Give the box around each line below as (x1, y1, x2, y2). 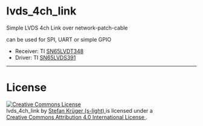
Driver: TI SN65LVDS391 (14, 54, 76, 61)
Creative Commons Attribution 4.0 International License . (6, 113, 148, 121)
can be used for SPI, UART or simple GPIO (6, 36, 112, 43)
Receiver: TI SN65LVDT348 (14, 47, 84, 55)
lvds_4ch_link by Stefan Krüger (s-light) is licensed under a (6, 107, 153, 114)
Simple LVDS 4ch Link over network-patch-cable (6, 24, 128, 31)
